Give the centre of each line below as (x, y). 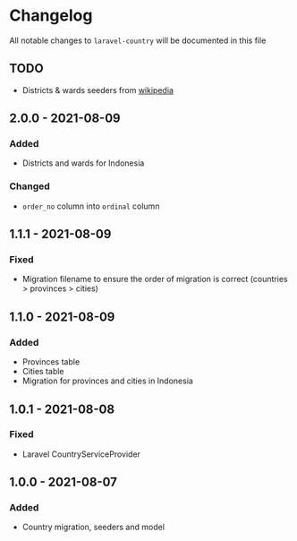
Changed (30, 186)
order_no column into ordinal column (91, 206)
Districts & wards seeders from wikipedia (98, 90)
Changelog (51, 16)
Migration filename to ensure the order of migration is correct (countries (155, 279)
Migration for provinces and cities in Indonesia (108, 381)
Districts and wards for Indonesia (83, 163)
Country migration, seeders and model (93, 527)
